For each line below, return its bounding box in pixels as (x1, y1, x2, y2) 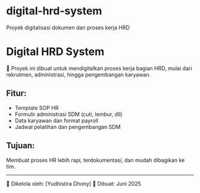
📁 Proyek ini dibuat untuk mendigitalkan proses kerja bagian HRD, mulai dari (6, 65, 192, 72)
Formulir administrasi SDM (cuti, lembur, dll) (14, 111, 123, 118)
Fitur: (6, 88, 27, 99)
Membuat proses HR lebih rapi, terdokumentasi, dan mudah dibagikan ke (6, 157, 185, 164)
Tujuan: (6, 140, 35, 151)
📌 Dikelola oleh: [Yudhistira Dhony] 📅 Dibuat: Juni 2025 (6, 180, 142, 187)
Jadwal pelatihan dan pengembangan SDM (14, 123, 121, 130)
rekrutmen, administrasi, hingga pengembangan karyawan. (6, 71, 151, 78)
